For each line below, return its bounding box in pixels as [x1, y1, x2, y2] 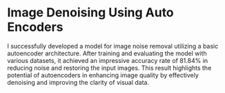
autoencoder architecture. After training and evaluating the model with [7, 49, 207, 57]
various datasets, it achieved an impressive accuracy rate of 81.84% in [7, 56, 208, 64]
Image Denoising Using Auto [7, 5, 174, 21]
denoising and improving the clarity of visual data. [7, 78, 150, 86]
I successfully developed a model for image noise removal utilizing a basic [7, 42, 219, 50]
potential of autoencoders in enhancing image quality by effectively [7, 70, 199, 79]
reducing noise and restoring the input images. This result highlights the [7, 64, 212, 72]
